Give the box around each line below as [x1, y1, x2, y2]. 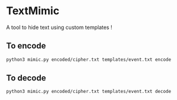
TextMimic [6, 4, 59, 18]
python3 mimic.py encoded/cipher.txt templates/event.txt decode [6, 89, 171, 95]
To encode [6, 41, 46, 51]
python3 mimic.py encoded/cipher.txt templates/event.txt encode [6, 56, 171, 63]
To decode [6, 73, 46, 83]
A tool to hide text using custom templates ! [6, 24, 113, 31]
